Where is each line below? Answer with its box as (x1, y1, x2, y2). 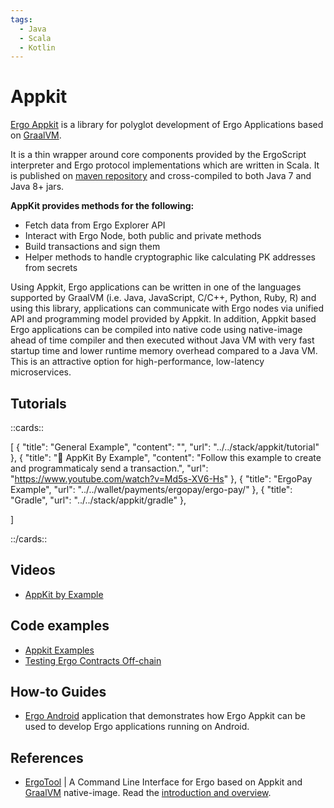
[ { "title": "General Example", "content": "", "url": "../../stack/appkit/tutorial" (10, 441, 320, 453)
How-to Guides (10, 684, 107, 701)
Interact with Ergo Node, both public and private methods (24, 230, 262, 242)
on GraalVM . (10, 129, 62, 141)
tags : (10, 14, 33, 25)
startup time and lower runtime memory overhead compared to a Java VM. (10, 345, 318, 357)
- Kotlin (19, 42, 56, 53)
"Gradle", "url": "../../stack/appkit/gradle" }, (10, 494, 187, 506)
